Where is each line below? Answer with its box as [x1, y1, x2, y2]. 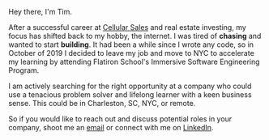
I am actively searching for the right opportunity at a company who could [8, 81, 252, 91]
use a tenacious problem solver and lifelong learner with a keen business [8, 90, 253, 100]
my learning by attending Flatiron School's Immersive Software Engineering [8, 57, 261, 66]
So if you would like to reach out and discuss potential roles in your [8, 114, 233, 124]
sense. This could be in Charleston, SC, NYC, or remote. [8, 99, 196, 108]
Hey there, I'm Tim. [8, 7, 73, 16]
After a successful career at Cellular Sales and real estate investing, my [8, 23, 247, 32]
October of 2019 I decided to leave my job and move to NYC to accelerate [8, 49, 255, 57]
